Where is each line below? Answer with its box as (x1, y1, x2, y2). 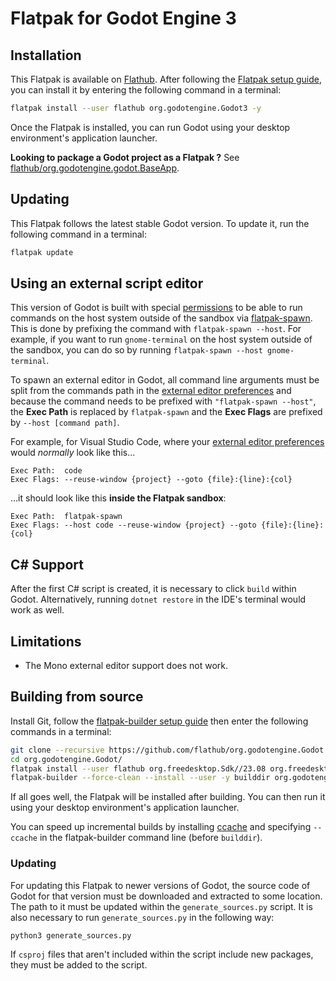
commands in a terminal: (10, 725, 112, 737)
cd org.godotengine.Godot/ (10, 754, 123, 764)
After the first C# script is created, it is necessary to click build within (10, 583, 297, 595)
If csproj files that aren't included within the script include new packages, (10, 948, 314, 960)
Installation (10, 47, 82, 64)
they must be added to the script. (10, 958, 148, 971)
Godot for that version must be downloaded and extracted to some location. (10, 890, 323, 902)
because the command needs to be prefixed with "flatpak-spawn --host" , (10, 395, 317, 407)
